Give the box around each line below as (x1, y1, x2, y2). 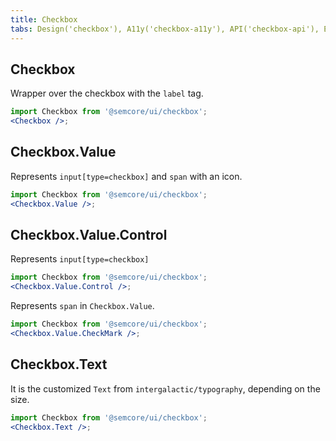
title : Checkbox (10, 14, 78, 25)
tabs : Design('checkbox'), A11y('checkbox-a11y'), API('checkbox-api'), (10, 24, 320, 34)
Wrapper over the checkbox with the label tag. (10, 87, 204, 100)
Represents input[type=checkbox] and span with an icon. (10, 170, 243, 182)
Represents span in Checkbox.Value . (10, 300, 155, 312)
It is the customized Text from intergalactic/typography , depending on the (10, 382, 321, 395)
